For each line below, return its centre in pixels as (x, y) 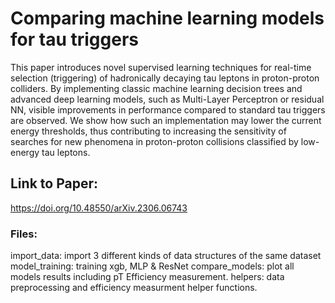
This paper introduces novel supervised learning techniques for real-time (161, 67)
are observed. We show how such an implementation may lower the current (166, 120)
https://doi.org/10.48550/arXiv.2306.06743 (99, 208)
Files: (24, 234)
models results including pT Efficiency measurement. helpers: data (147, 277)
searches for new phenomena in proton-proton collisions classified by (154, 141)
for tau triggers (74, 39)
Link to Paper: (54, 183)
